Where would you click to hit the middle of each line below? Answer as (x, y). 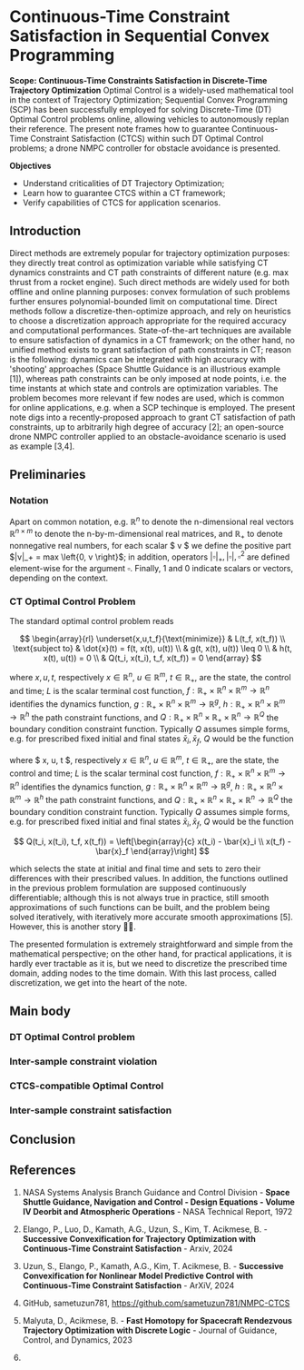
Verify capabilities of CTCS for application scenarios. (121, 203)
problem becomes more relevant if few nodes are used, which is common (147, 398)
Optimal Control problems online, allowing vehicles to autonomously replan (149, 119)
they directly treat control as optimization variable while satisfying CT (139, 263)
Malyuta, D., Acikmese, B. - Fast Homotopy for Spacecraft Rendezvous (157, 1320)
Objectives (30, 165)
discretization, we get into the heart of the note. (98, 982)
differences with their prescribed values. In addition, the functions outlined (149, 878)
